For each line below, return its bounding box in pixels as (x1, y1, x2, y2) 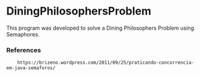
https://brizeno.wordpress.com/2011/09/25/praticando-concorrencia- (17, 59, 195, 66)
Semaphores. (6, 30, 40, 38)
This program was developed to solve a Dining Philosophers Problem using (6, 24, 195, 32)
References (6, 45, 41, 54)
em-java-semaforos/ (6, 65, 56, 71)
